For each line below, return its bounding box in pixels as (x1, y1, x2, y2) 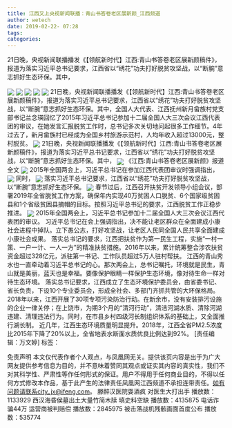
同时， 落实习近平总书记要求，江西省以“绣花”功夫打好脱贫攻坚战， (15, 174, 213, 182)
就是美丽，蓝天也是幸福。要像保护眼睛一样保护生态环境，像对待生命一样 (12, 269, 219, 278)
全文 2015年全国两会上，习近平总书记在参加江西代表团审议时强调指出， (7, 165, 219, 173)
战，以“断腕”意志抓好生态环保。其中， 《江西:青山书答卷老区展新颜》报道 (7, 157, 224, 165)
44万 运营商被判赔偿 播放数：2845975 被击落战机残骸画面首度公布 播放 (12, 405, 217, 413)
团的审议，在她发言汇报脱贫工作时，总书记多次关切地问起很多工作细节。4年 (7, 122, 223, 130)
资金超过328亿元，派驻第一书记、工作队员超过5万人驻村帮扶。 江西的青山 (7, 252, 217, 260)
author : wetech (7, 17, 51, 23)
